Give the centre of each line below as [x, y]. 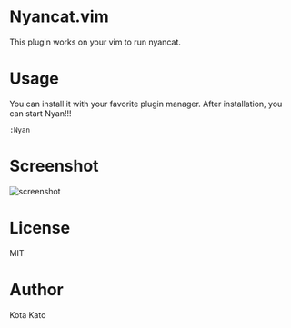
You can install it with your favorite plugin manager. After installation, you [146, 104]
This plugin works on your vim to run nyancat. [95, 42]
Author [36, 289]
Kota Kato [28, 314]
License [40, 228]
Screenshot [54, 166]
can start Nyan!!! [40, 113]
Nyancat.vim [59, 17]
